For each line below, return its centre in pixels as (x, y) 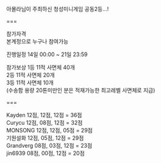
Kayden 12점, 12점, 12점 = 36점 (44, 115)
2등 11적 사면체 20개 (30, 75)
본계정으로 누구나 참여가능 (38, 41)
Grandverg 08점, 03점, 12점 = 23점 (49, 146)
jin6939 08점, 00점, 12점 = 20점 (46, 153)
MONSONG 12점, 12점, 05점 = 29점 (49, 130)
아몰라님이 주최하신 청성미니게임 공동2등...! (58, 9)
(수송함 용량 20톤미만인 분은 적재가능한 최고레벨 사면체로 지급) (81, 90)
